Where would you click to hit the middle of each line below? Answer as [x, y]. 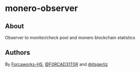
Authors [18, 53]
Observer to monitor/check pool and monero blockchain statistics [70, 37]
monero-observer [42, 8]
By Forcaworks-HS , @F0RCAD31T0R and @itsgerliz [56, 64]
